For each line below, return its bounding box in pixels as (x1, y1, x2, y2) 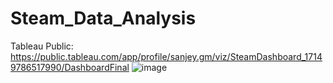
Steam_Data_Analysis (10, 7, 197, 30)
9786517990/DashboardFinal (10, 61, 130, 73)
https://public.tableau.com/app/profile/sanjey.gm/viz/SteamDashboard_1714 (10, 50, 323, 62)
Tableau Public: (10, 40, 74, 52)
